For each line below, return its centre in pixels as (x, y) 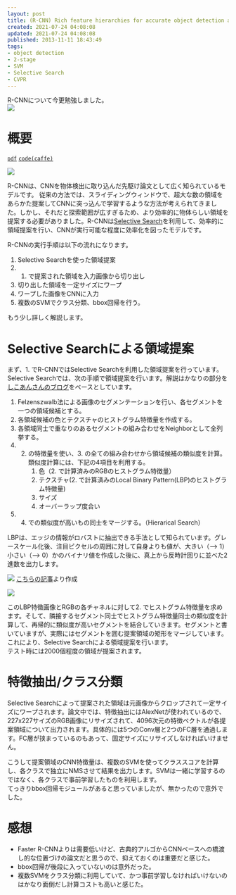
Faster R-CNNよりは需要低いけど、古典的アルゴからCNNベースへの (115, 849)
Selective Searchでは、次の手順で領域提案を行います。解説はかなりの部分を (118, 378)
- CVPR (17, 79)
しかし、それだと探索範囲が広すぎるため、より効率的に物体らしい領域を (124, 213)
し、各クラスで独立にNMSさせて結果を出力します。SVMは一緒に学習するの (116, 771)
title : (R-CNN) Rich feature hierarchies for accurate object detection (116, 20)
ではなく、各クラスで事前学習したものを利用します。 (84, 780)
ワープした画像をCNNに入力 (58, 294)
